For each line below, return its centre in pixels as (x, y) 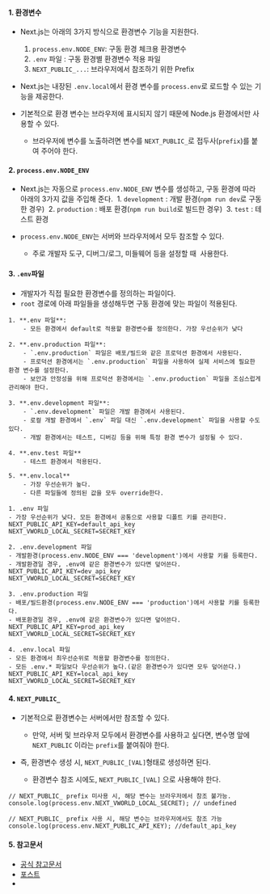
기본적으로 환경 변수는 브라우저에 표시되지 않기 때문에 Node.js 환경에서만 (135, 114)
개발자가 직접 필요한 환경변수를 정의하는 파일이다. (98, 293)
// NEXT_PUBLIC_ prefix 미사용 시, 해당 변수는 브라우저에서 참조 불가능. (120, 796)
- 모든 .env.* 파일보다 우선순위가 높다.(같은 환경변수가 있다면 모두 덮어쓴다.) (125, 667)
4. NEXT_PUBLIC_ (34, 698)
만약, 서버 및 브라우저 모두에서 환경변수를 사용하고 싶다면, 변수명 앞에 (141, 735)
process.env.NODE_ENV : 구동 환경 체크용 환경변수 (110, 49)
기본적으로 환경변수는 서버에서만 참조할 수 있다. (95, 717)
